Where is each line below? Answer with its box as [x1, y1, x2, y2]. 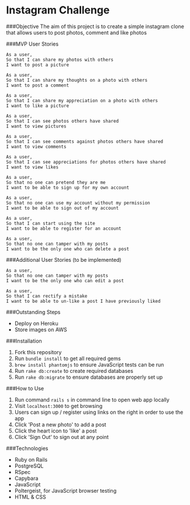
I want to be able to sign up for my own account [6, 185, 130, 191]
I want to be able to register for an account [6, 226, 122, 231]
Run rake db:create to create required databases [14, 367, 133, 374]
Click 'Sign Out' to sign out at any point [14, 433, 109, 440]
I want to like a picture [6, 103, 69, 109]
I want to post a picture [6, 62, 69, 68]
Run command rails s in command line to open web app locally [14, 396, 170, 403]
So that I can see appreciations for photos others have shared [6, 159, 166, 165]
